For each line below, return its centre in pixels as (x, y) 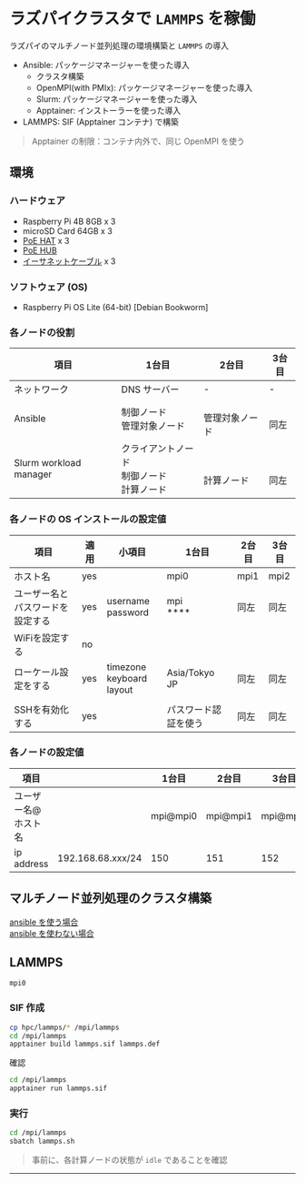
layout (120, 690)
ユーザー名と (41, 593)
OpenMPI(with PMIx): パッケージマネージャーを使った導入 (144, 87)
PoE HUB (39, 250)
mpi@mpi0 (174, 815)
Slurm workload (48, 463)
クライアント (148, 449)
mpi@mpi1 (229, 815)
